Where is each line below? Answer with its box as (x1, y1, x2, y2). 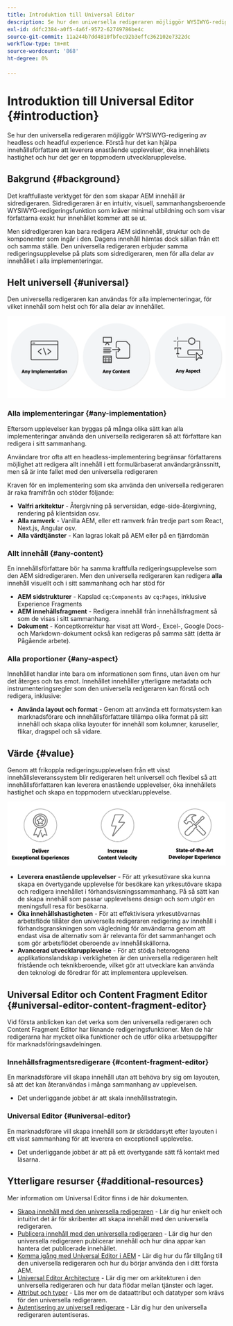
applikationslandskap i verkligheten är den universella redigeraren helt (17, 954, 218, 962)
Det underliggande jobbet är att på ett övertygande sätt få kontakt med (17, 1148, 220, 1156)
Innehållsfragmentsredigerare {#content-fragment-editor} (7, 1057, 209, 1067)
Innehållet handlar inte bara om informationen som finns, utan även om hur (7, 670, 221, 678)
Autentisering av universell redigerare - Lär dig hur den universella (17, 1303, 207, 1311)
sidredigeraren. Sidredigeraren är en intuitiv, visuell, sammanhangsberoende (7, 198, 226, 207)
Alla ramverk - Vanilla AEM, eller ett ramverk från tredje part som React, (17, 516, 224, 525)
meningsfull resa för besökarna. (17, 902, 109, 910)
